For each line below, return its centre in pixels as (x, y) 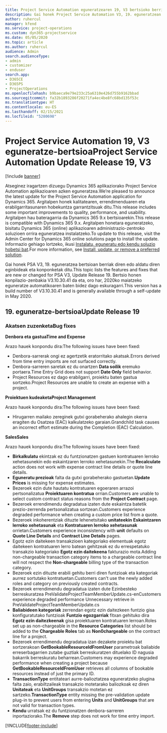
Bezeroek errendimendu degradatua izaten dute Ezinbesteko (75, 589)
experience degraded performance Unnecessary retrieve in (73, 599)
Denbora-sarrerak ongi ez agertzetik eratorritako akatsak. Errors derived (86, 356)
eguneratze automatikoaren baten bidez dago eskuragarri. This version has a (83, 285)
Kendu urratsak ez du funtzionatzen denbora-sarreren (68, 711)
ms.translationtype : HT (30, 103)
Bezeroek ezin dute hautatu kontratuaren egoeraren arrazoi (73, 488)
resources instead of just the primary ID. (53, 674)
